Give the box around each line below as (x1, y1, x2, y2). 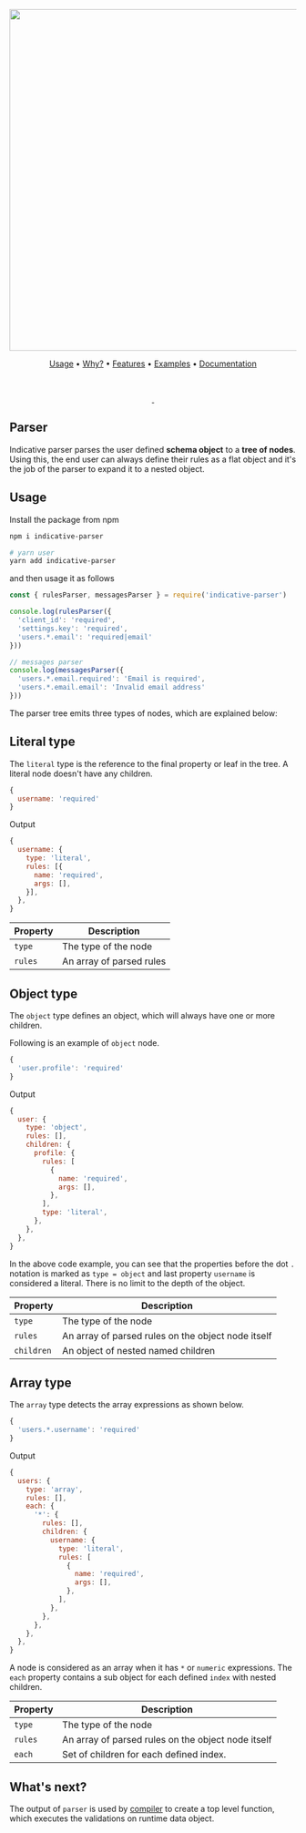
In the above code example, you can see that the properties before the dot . (9, 1258, 295, 1269)
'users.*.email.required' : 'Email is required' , (17, 674, 206, 683)
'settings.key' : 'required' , (17, 624, 128, 633)
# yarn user (9, 548, 55, 558)
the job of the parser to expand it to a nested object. (9, 463, 205, 474)
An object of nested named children (62, 1344, 216, 1357)
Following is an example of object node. (9, 1038, 159, 1048)
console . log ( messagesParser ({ (9, 666, 125, 675)
